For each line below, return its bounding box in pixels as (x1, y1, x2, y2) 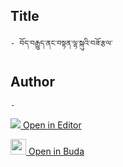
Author (10, 74, 55, 91)
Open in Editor (22, 119, 82, 131)
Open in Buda (28, 145, 85, 157)
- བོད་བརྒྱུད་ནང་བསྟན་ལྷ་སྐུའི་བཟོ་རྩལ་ (10, 38, 113, 48)
